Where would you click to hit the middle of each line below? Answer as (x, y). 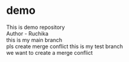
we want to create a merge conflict (50, 52)
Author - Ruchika (27, 33)
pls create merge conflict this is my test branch (65, 46)
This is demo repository (36, 27)
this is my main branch (34, 40)
